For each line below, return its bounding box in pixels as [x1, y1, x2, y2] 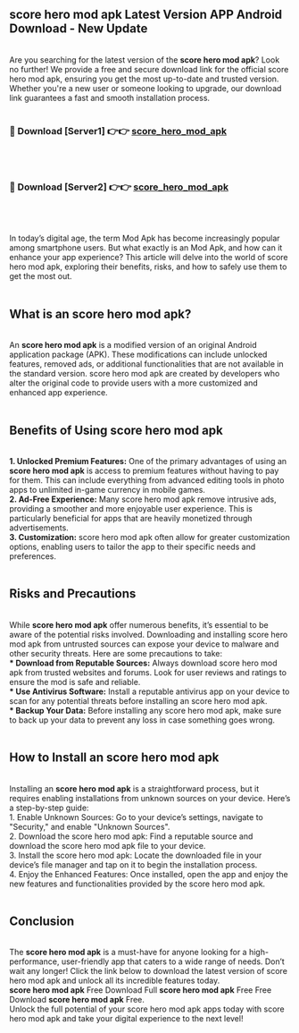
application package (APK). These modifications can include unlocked [9, 349, 268, 360]
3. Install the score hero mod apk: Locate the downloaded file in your [9, 850, 262, 860]
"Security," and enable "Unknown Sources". [9, 821, 170, 832]
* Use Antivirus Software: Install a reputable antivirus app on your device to [9, 686, 290, 697]
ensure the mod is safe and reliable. [9, 676, 141, 687]
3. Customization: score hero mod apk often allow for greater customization [9, 532, 290, 543]
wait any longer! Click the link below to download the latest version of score [9, 966, 288, 977]
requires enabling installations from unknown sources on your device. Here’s [9, 792, 291, 803]
